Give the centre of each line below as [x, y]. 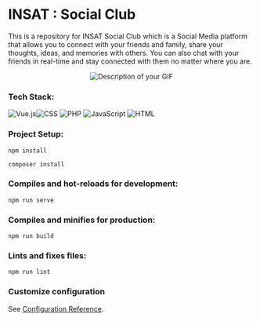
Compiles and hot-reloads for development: [93, 184]
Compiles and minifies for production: [82, 220]
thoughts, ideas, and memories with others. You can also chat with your [124, 53]
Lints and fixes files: [47, 256]
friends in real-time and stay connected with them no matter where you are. [130, 61]
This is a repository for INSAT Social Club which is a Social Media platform [128, 36]
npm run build [31, 236]
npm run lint [29, 272]
